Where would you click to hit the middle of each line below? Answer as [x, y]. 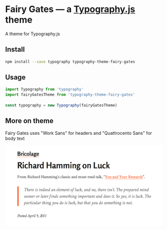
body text [15, 138]
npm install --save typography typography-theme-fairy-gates [70, 62]
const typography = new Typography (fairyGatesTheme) [61, 105]
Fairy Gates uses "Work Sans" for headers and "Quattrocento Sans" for [79, 133]
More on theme [29, 121]
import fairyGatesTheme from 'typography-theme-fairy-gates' [70, 95]
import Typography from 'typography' [44, 89]
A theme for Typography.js [32, 34]
